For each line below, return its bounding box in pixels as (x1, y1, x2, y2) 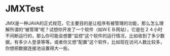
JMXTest (5, 3, 44, 14)
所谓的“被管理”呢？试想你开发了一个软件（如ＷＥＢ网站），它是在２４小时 (9, 26, 163, 32)
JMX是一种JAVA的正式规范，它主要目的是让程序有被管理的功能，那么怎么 (5, 20, 159, 26)
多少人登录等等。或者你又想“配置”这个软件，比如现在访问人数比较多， (18, 38, 165, 45)
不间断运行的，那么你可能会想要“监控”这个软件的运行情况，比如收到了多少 (5, 32, 161, 38)
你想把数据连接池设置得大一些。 (5, 45, 72, 51)
